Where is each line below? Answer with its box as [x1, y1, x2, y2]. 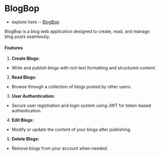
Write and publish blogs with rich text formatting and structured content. [11, 65, 156, 71]
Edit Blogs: [11, 117, 34, 123]
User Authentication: [11, 93, 55, 99]
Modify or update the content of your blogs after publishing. [11, 127, 132, 133]
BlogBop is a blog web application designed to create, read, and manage [4, 28, 150, 34]
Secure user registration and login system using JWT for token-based [11, 103, 151, 108]
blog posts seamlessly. [4, 34, 50, 39]
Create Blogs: [11, 55, 40, 61]
